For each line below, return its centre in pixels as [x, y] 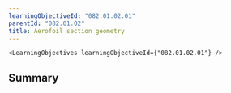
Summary [34, 78]
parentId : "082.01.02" [47, 23]
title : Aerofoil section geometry [67, 31]
